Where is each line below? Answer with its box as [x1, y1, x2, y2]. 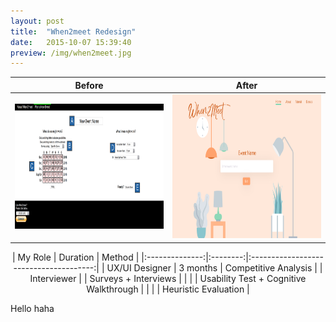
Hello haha [10, 302, 55, 314]
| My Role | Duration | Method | [12, 251, 140, 263]
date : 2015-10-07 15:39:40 [10, 37, 132, 47]
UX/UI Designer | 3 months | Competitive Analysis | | [106, 261, 323, 274]
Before [74, 79, 104, 91]
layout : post [10, 16, 65, 26]
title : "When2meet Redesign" [10, 26, 137, 37]
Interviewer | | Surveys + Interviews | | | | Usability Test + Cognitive [29, 272, 307, 284]
